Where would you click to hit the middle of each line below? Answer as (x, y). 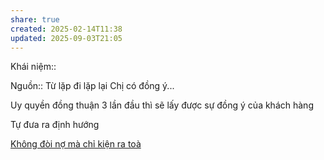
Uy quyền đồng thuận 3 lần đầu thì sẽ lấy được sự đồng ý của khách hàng (162, 105)
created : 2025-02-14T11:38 (66, 29)
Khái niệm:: (33, 67)
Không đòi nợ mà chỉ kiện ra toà (76, 144)
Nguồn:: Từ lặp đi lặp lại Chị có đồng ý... (92, 86)
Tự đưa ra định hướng (55, 125)
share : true (35, 19)
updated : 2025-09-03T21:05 (66, 38)
